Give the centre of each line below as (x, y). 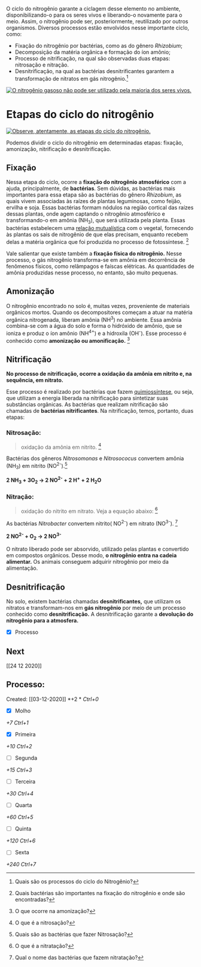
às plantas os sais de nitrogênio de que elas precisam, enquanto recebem (97, 235)
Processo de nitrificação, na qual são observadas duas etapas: (92, 58)
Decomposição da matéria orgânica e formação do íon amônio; (92, 52)
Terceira (25, 782)
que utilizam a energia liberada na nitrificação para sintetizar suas (87, 398)
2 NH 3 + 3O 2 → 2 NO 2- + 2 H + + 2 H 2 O (54, 480)
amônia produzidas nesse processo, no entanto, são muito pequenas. (92, 273)
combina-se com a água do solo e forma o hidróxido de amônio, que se (94, 326)
